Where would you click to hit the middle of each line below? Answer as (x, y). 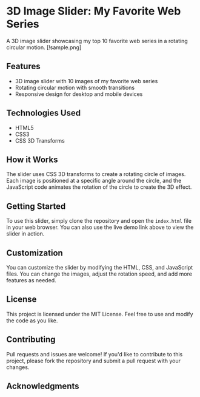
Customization (35, 253)
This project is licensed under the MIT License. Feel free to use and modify (100, 314)
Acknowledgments (43, 386)
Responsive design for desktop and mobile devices (79, 94)
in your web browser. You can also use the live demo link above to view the (100, 227)
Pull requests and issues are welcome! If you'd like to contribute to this (95, 354)
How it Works (32, 159)
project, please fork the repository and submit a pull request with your (93, 361)
